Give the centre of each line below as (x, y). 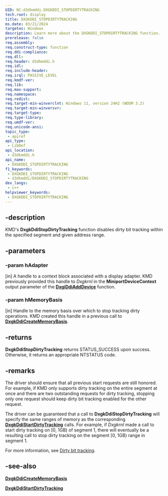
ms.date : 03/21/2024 (27, 24)
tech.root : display (26, 15)
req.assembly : (20, 43)
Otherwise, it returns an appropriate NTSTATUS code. (61, 355)
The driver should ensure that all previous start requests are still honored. (81, 383)
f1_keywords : (19, 169)
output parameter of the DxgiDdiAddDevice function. (60, 287)
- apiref (17, 136)
